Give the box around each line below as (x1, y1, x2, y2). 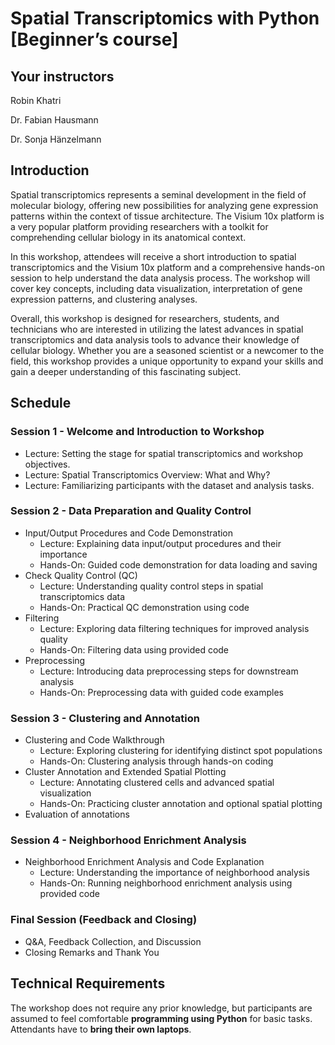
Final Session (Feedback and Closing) (10, 913, 198, 927)
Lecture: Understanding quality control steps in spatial (39, 580, 264, 592)
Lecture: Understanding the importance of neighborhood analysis (39, 867, 310, 879)
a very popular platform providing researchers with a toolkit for (10, 220, 269, 232)
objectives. (24, 458, 71, 470)
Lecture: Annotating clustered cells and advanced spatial (39, 777, 275, 789)
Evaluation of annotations (24, 808, 130, 821)
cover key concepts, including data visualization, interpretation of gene (10, 282, 303, 294)
